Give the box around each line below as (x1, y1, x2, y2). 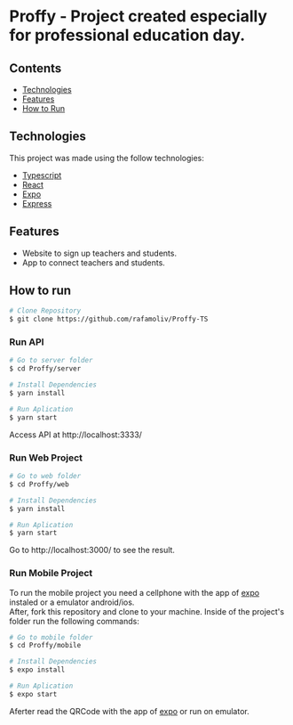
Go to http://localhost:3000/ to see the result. (9, 545, 176, 556)
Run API (9, 336, 44, 348)
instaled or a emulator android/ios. (9, 597, 135, 607)
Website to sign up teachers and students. (21, 248, 178, 258)
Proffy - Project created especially (9, 6, 268, 27)
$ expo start (9, 689, 58, 698)
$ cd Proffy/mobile (9, 641, 82, 650)
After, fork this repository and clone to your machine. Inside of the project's (9, 606, 285, 616)
